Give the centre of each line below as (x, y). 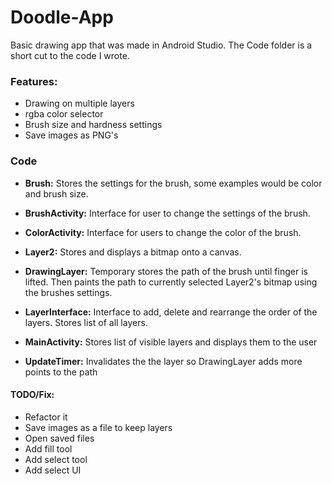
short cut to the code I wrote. (70, 55)
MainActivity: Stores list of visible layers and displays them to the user (171, 342)
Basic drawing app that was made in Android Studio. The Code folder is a (161, 45)
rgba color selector (64, 114)
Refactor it (46, 417)
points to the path (61, 372)
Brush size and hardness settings (93, 125)
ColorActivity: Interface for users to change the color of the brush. (163, 232)
